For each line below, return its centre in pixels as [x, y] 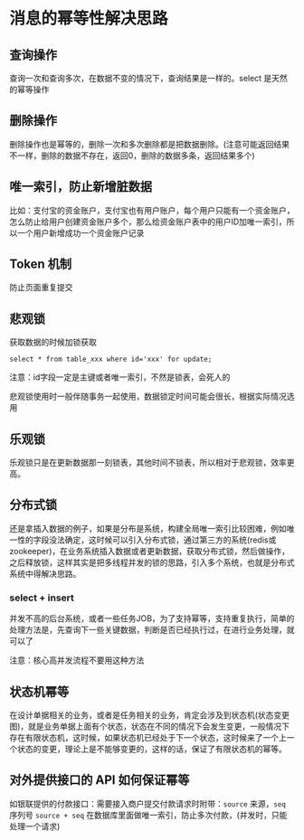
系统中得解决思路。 [45, 573]
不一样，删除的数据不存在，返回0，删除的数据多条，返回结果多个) [132, 156]
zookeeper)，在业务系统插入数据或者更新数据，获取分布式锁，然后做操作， [150, 551]
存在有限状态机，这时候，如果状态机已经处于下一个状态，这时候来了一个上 [148, 737]
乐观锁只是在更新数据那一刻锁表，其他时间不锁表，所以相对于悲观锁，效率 [148, 463]
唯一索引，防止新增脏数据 [81, 187]
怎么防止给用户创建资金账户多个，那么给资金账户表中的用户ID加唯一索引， [148, 222]
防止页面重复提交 [41, 288]
